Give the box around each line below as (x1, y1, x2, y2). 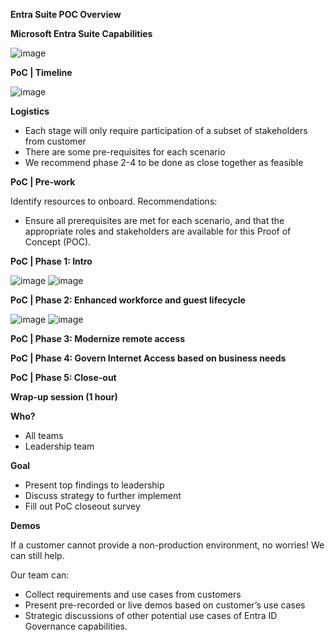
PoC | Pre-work (10, 176, 76, 188)
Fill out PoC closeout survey (24, 500, 141, 512)
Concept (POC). (24, 236, 92, 248)
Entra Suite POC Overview (10, 9, 122, 20)
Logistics (10, 105, 50, 117)
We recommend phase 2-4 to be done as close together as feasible (24, 157, 304, 168)
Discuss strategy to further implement (24, 490, 182, 501)
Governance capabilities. (24, 620, 128, 632)
